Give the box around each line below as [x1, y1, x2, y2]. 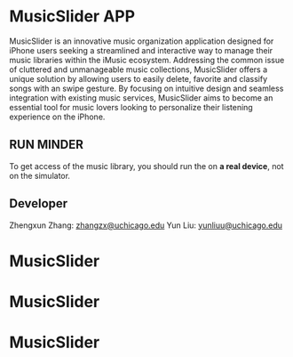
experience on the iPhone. [9, 111, 106, 122]
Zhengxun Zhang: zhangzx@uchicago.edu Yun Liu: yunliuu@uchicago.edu [9, 220, 282, 231]
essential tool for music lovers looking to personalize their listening [9, 101, 253, 112]
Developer [9, 196, 68, 211]
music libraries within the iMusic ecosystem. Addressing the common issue [9, 54, 285, 65]
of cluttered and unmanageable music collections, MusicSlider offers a [9, 64, 268, 75]
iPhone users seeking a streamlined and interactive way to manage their [9, 45, 273, 55]
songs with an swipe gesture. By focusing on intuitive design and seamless [9, 83, 284, 93]
